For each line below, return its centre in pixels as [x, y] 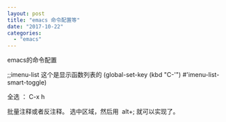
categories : [24, 33]
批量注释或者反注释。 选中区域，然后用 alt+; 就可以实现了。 [93, 112]
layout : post [26, 14]
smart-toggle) [27, 82]
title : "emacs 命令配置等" [43, 20]
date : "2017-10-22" [35, 26]
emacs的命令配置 [32, 60]
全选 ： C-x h [26, 97]
